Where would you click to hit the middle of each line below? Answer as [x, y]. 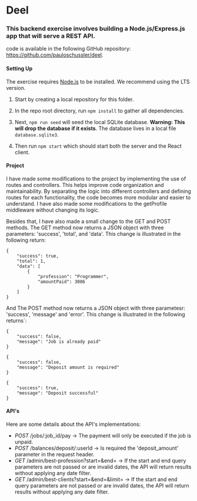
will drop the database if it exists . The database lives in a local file [95, 128]
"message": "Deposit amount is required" [68, 367]
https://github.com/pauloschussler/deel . [55, 55]
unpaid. [24, 442]
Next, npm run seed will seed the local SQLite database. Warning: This [100, 122]
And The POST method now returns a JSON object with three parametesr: [96, 308]
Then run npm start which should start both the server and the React [98, 146]
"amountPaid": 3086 [61, 282]
